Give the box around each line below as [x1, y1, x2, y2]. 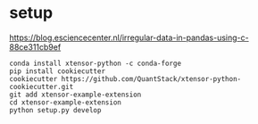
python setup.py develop [9, 105, 102, 114]
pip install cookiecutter [9, 66, 105, 76]
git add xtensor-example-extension [9, 90, 142, 99]
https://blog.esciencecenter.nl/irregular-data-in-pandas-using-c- [9, 32, 249, 43]
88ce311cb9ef [9, 41, 62, 52]
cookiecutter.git [9, 82, 74, 91]
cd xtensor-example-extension [9, 97, 122, 107]
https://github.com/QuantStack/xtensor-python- [61, 74, 242, 83]
